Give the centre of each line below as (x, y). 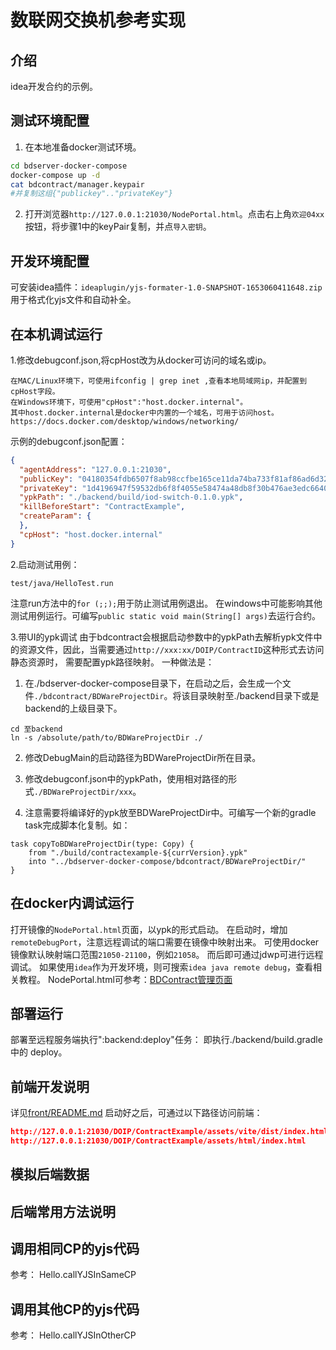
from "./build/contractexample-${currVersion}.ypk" (138, 852)
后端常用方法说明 (63, 1211)
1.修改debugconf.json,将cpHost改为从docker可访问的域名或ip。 (141, 360)
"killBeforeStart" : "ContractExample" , (102, 507)
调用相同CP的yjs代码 (75, 1249)
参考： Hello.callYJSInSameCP (73, 1275)
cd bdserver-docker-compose (69, 166)
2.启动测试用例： (45, 564)
